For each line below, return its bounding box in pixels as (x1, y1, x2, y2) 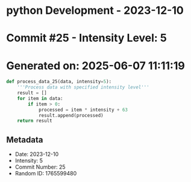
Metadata (6, 134, 43, 145)
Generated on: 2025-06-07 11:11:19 (6, 58, 185, 72)
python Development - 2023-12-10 (6, 4, 184, 17)
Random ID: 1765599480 (14, 170, 77, 177)
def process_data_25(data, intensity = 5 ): (6, 79, 112, 85)
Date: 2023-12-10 (14, 151, 59, 158)
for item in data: (17, 95, 63, 101)
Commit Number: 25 (14, 163, 66, 171)
